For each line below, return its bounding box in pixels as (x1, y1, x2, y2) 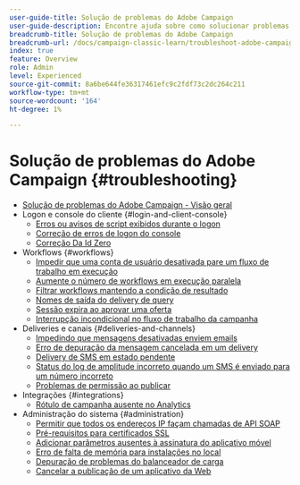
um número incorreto (35, 370, 114, 381)
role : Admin (9, 64, 54, 72)
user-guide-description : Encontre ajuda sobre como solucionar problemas (9, 21, 290, 30)
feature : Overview (9, 55, 78, 64)
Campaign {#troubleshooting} (9, 170, 238, 191)
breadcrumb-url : (9, 38, 70, 47)
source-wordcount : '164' (9, 96, 102, 106)
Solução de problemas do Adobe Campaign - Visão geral (21, 200, 233, 210)
